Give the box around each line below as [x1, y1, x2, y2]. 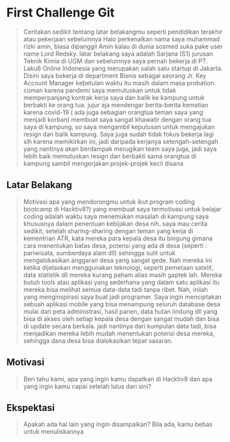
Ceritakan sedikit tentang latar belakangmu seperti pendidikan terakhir [23, 28, 223, 36]
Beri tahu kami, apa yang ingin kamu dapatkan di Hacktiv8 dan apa [23, 375, 213, 383]
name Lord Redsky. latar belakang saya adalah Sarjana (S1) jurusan [23, 50, 214, 58]
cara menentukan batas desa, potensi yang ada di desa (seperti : [23, 241, 207, 249]
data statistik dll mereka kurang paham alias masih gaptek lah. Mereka [23, 271, 222, 279]
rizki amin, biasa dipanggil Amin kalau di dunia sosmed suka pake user [23, 42, 223, 50]
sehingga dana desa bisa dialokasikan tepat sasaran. [23, 336, 173, 345]
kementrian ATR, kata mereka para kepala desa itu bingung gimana [23, 234, 214, 242]
